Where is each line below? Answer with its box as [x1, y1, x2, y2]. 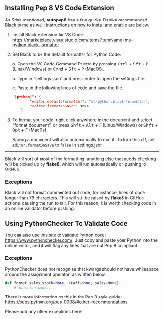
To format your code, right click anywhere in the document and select [12, 117, 153, 123]
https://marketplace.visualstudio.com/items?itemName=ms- [12, 37, 133, 43]
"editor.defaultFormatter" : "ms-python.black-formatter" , [30, 99, 150, 104]
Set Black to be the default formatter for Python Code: [12, 51, 121, 57]
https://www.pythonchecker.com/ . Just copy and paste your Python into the [5, 237, 158, 243]
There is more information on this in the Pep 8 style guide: [5, 294, 122, 300]
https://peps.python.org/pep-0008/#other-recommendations [5, 299, 128, 305]
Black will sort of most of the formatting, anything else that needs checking [5, 156, 156, 162]
